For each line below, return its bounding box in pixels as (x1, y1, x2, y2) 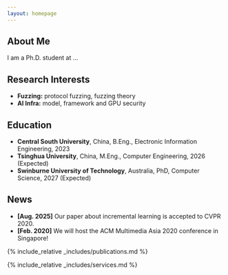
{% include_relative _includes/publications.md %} (7, 247, 148, 255)
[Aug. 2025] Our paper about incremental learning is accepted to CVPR (17, 212, 221, 220)
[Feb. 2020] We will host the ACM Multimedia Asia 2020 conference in (17, 226, 219, 234)
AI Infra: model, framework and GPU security (17, 99, 146, 107)
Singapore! (17, 234, 49, 242)
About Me (7, 36, 50, 47)
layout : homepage (7, 10, 57, 17)
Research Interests (7, 74, 90, 85)
